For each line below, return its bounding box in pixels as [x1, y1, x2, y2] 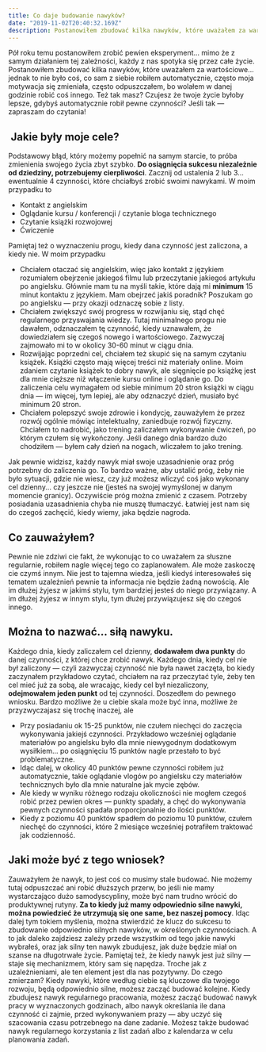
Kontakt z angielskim [19, 200, 89, 210]
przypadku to [8, 185, 52, 194]
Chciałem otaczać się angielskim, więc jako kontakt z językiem [19, 265, 224, 275]
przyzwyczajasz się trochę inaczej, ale [8, 705, 134, 715]
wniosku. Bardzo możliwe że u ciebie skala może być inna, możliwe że [8, 697, 237, 706]
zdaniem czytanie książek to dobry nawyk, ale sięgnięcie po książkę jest [19, 366, 256, 375]
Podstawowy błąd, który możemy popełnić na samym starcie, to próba [8, 152, 237, 161]
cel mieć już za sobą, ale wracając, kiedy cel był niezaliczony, [8, 680, 210, 689]
